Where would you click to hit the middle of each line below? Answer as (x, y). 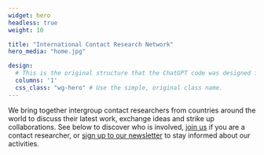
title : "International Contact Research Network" (91, 44)
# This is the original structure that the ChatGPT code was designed (133, 73)
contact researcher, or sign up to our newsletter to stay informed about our (129, 135)
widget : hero (29, 15)
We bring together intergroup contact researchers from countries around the (132, 110)
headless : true (33, 23)
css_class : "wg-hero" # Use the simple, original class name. (119, 87)
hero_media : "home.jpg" (47, 52)
